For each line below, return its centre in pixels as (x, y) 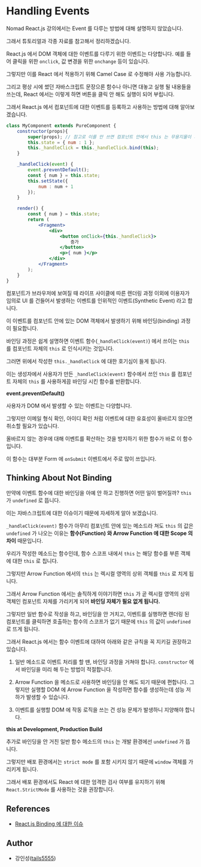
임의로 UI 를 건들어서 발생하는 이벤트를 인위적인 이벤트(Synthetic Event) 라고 (96, 300)
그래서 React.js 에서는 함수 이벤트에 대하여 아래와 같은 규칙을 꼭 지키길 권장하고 (99, 642)
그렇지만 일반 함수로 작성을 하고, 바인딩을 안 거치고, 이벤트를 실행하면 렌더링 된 (98, 614)
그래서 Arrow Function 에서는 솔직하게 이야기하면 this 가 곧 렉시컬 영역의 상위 (98, 594)
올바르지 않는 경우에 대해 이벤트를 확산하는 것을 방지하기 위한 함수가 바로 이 (94, 439)
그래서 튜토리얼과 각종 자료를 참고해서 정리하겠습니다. (68, 41)
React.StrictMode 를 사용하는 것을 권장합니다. (60, 790)
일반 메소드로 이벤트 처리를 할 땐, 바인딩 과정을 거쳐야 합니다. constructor (101, 662)
